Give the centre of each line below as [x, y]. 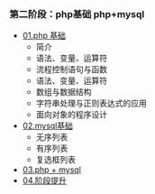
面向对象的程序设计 [72, 115]
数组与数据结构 [64, 92]
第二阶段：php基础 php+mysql [77, 14]
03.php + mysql [51, 170]
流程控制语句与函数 [72, 69]
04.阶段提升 [45, 180]
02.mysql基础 [48, 126]
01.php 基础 [44, 36]
